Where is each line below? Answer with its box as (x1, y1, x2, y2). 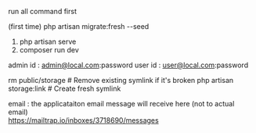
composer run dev (19, 45, 80, 54)
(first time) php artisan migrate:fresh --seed (8, 22, 150, 31)
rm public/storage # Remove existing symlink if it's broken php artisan (8, 76, 234, 84)
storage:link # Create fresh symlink (8, 84, 121, 93)
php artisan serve (19, 37, 77, 46)
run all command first (8, 7, 77, 16)
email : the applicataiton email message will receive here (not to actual (8, 99, 235, 108)
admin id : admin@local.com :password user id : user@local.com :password (8, 60, 249, 70)
